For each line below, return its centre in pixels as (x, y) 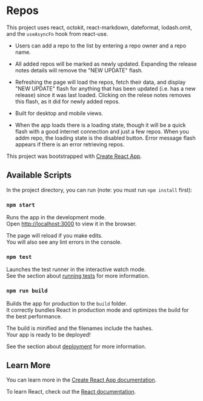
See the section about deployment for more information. (76, 346)
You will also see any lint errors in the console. (64, 242)
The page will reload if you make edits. (55, 236)
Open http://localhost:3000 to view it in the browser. (72, 224)
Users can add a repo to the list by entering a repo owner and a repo (101, 46)
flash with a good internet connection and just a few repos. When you (102, 131)
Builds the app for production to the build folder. (67, 303)
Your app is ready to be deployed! (48, 334)
